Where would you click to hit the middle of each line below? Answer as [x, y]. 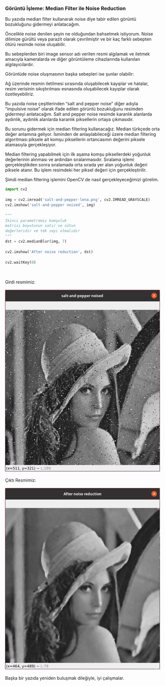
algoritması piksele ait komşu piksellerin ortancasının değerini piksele [75, 140]
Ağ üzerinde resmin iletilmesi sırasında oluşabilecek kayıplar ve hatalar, [77, 83]
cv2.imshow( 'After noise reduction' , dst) [49, 252]
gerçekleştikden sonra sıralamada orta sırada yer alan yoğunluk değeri [76, 165]
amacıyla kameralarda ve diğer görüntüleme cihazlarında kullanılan [73, 59]
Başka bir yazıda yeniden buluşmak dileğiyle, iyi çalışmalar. [65, 678]
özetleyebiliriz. [20, 94]
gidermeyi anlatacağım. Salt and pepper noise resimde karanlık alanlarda [79, 114]
